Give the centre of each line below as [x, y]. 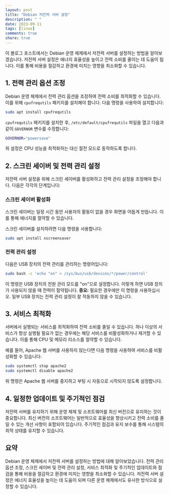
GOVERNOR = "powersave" [28, 138]
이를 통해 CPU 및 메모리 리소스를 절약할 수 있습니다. [71, 340]
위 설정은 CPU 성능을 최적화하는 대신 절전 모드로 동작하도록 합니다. [71, 148]
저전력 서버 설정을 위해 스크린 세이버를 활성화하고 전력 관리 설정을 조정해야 [79, 179]
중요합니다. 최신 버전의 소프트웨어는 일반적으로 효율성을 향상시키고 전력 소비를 [82, 418]
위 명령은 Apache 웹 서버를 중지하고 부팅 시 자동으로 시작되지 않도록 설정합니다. [84, 381]
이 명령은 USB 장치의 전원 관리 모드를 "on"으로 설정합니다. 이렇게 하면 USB [79, 284]
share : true [18, 38]
